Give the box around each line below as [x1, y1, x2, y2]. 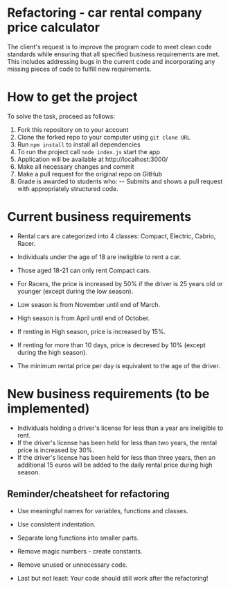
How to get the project [7, 89, 138, 105]
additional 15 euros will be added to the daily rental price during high [17, 461, 213, 469]
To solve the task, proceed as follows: [7, 112, 116, 120]
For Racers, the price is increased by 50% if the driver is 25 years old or [17, 279, 223, 288]
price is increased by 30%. [17, 446, 95, 454]
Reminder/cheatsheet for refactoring [7, 488, 170, 500]
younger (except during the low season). [17, 287, 134, 295]
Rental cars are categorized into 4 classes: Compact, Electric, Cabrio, [17, 231, 216, 240]
